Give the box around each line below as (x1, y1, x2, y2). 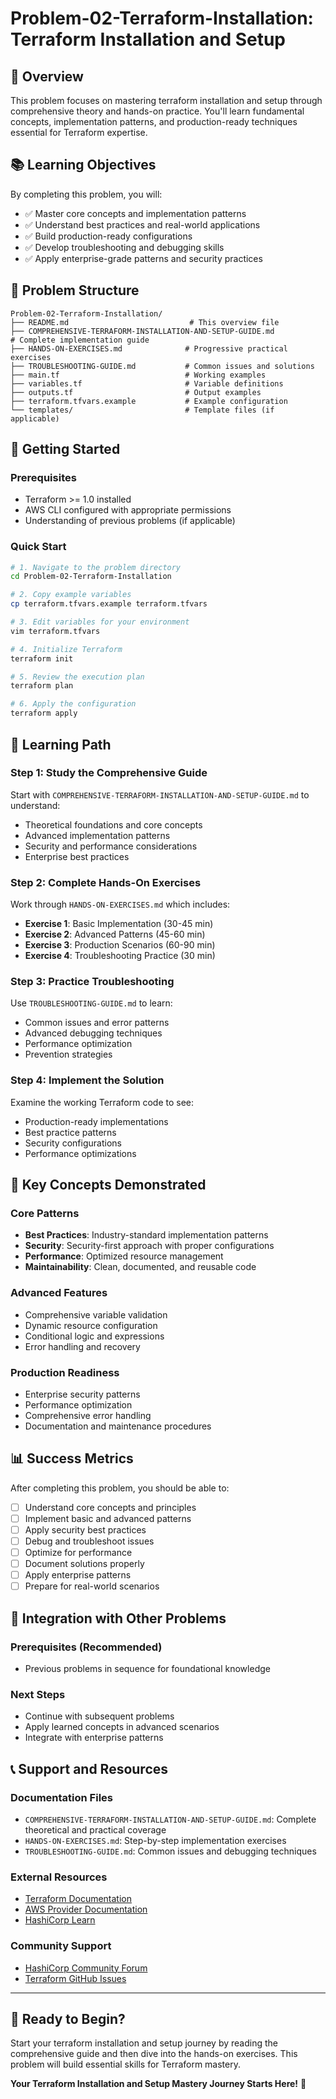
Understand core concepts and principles (24, 1501, 197, 1513)
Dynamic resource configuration (24, 1319, 158, 1331)
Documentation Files (10, 1790, 113, 1804)
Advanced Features (10, 1286, 108, 1300)
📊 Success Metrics (10, 1450, 134, 1467)
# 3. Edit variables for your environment (10, 617, 190, 627)
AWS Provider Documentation (24, 1903, 148, 1916)
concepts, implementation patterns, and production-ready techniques (10, 116, 298, 127)
